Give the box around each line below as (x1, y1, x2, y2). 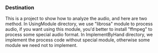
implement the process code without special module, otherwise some (5, 37, 150, 43)
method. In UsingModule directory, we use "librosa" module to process (5, 21, 153, 27)
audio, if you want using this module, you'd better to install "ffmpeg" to (5, 26, 152, 32)
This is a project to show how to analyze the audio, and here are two (5, 16, 147, 22)
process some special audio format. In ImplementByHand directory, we (5, 32, 153, 38)
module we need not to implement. (5, 42, 78, 48)
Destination (5, 4, 34, 11)
